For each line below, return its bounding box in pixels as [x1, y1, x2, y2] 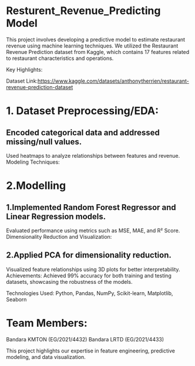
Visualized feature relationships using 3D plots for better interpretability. [6, 266, 180, 273]
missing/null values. [6, 137, 82, 147]
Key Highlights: [6, 66, 43, 73]
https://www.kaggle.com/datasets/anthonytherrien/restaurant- [37, 77, 189, 84]
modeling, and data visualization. [6, 353, 86, 360]
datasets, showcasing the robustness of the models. [6, 278, 133, 285]
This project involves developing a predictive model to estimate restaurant [6, 36, 186, 43]
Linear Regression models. [6, 211, 106, 221]
